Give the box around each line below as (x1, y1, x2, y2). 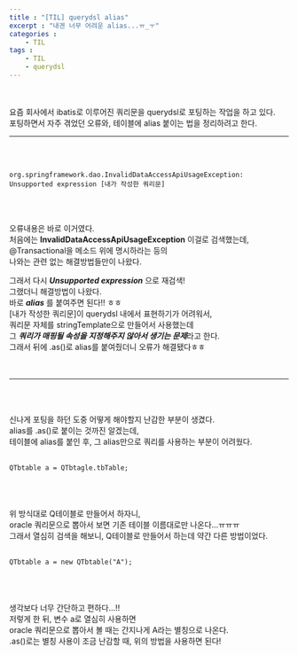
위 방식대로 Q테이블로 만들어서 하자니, (9, 508, 141, 519)
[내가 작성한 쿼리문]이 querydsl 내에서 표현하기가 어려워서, (9, 308, 213, 319)
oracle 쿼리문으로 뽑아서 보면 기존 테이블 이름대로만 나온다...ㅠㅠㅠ (9, 519, 240, 530)
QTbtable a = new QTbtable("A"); (9, 558, 133, 566)
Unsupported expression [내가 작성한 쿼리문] (9, 179, 166, 189)
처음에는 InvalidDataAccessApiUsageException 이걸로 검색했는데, (9, 234, 250, 245)
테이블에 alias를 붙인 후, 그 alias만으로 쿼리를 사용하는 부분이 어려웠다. (9, 436, 253, 447)
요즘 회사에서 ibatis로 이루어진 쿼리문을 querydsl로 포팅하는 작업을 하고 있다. (9, 106, 276, 117)
